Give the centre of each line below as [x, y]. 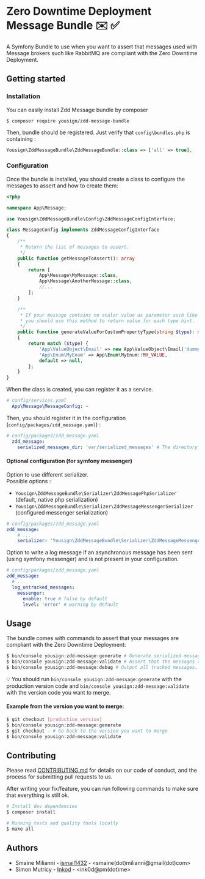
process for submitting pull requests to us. [59, 777]
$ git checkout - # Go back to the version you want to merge [87, 731]
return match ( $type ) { [58, 344]
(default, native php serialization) [57, 499]
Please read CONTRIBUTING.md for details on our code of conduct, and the [102, 771]
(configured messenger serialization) [62, 512]
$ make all [20, 829]
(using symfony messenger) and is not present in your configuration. [92, 559]
